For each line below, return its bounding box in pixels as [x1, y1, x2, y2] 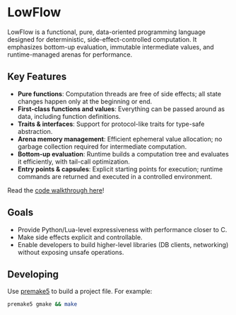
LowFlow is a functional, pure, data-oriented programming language [7, 28, 206, 36]
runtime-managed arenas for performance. [7, 50, 133, 59]
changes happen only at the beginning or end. [17, 97, 153, 105]
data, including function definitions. [17, 112, 122, 120]
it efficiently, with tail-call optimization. [17, 157, 131, 166]
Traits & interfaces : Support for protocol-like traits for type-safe [17, 120, 205, 128]
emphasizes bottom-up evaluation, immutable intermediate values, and [7, 42, 214, 51]
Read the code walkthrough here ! [7, 185, 105, 195]
